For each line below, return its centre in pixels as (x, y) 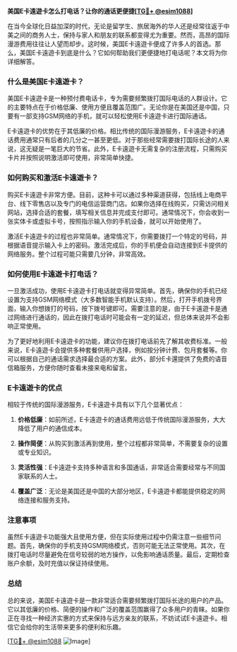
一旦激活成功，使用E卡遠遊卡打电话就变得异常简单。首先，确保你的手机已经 (117, 290)
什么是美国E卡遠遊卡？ (46, 81)
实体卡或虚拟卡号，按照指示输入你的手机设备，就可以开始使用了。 (109, 221)
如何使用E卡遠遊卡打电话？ (53, 274)
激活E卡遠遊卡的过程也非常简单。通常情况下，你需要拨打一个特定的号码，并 (117, 236)
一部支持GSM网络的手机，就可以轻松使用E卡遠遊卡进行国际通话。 (115, 116)
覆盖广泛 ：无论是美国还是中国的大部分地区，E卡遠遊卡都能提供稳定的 (119, 491)
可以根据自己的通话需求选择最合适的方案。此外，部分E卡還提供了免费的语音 (117, 359)
